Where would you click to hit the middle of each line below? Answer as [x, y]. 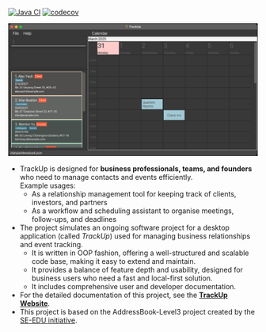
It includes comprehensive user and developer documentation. [133, 287]
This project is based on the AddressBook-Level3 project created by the [137, 312]
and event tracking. [51, 245]
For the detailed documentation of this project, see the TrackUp [123, 295]
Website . [34, 303]
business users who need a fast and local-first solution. [122, 278]
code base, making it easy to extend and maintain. [114, 261]
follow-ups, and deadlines [74, 219]
